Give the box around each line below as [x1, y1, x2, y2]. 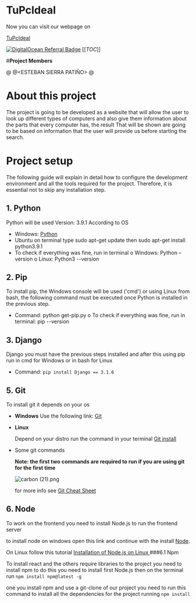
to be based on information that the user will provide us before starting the [6, 127, 187, 134]
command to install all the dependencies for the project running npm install [6, 590, 191, 597]
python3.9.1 [14, 242, 43, 250]
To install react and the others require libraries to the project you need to [6, 560, 182, 567]
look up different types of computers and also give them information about [6, 115, 187, 122]
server [6, 526, 22, 533]
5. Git [6, 385, 26, 395]
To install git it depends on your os [6, 401, 90, 408]
